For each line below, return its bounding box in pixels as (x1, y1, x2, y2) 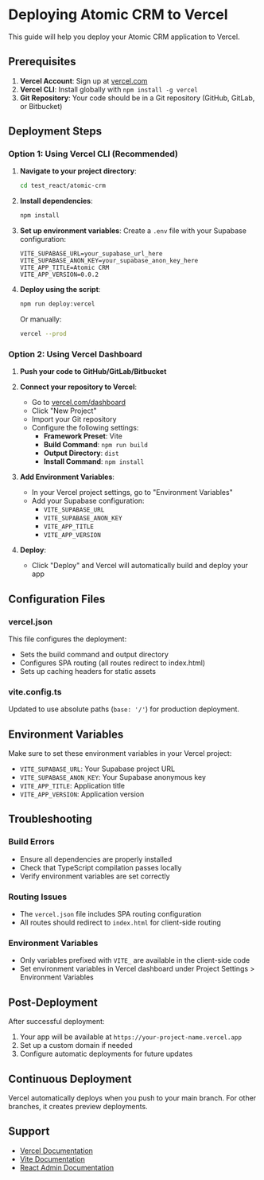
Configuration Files (8, 592, 106, 606)
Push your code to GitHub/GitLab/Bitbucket (19, 367, 167, 376)
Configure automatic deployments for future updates (19, 1049, 193, 1059)
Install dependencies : (19, 197, 93, 206)
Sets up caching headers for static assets (19, 666, 157, 676)
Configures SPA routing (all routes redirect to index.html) (19, 658, 205, 668)
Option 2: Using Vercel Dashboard (8, 349, 143, 360)
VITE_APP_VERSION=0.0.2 (19, 271, 99, 279)
